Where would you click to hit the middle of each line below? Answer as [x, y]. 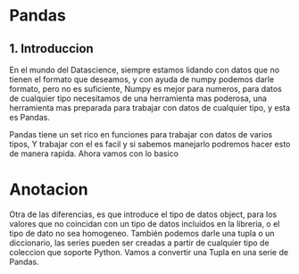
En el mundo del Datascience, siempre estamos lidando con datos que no [144, 70]
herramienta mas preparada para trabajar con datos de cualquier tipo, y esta [150, 108]
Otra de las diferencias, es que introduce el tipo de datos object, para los [143, 214]
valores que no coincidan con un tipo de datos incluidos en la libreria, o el [145, 223]
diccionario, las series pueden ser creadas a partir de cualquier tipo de [139, 243]
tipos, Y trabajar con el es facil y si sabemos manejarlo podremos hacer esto [150, 144]
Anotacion [49, 190]
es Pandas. [30, 117]
